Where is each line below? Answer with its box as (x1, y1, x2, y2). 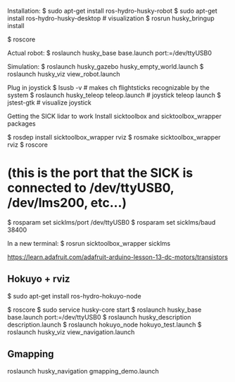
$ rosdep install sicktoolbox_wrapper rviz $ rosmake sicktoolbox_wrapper (7, 133, 221, 141)
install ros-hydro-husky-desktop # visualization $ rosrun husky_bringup (7, 14, 215, 22)
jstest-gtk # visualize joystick (7, 98, 91, 107)
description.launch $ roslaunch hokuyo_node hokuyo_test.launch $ (7, 320, 202, 329)
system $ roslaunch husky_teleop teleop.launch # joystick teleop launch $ (7, 91, 222, 99)
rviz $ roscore (7, 140, 48, 149)
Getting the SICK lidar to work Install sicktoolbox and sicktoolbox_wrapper (7, 112, 222, 120)
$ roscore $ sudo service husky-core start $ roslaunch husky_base (7, 305, 202, 314)
